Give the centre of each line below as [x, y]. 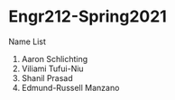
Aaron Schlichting [55, 59]
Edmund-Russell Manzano [70, 87]
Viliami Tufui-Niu [52, 68]
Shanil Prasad [47, 77]
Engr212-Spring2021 [88, 17]
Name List [28, 41]
